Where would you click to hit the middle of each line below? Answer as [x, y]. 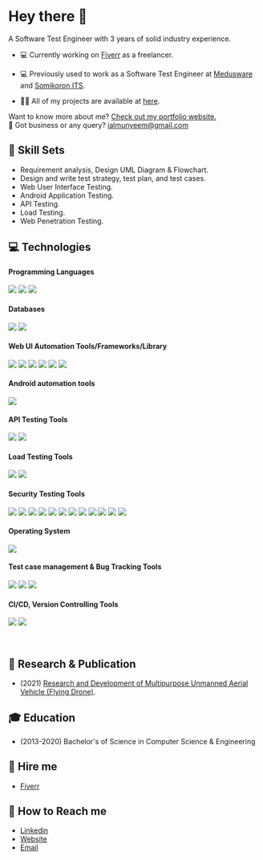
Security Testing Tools [47, 493]
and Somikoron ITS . [53, 85]
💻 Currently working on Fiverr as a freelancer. [97, 55]
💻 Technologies [50, 247]
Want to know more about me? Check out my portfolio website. [112, 117]
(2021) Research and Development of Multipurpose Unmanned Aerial [134, 683]
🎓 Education [42, 718]
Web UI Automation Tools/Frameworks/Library [88, 346]
